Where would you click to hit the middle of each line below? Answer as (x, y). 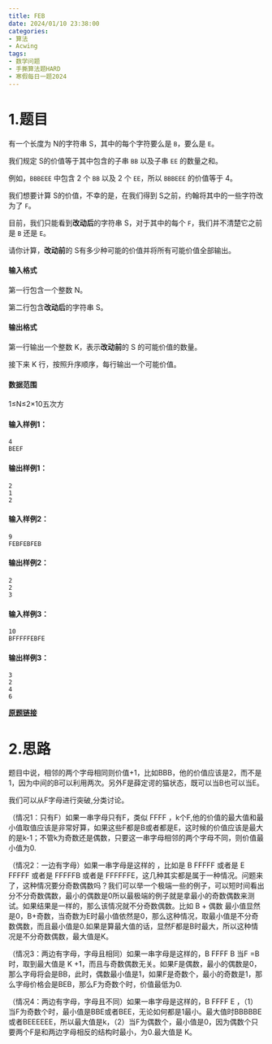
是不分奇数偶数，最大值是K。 (64, 937)
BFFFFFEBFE (27, 639)
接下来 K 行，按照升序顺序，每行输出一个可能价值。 (95, 364)
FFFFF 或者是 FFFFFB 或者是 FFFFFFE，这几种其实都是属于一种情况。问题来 (136, 876)
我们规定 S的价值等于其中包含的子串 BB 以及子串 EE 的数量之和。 (116, 160)
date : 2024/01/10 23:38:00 (54, 24)
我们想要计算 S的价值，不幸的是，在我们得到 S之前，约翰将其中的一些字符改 (136, 195)
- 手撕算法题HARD (35, 69)
